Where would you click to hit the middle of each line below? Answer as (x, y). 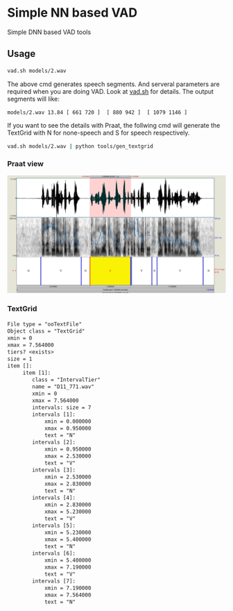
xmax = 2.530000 (68, 456)
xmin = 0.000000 (68, 421)
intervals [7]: (54, 581)
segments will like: (34, 99)
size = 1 (20, 359)
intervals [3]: (54, 470)
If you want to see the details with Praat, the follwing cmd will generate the (114, 125)
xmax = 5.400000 (68, 539)
